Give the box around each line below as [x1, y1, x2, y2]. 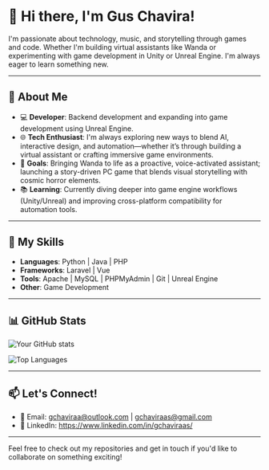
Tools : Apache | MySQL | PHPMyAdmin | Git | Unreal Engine [19, 273, 219, 284]
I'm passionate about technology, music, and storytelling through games [8, 34, 247, 43]
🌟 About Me [8, 90, 68, 104]
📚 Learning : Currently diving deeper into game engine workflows [19, 184, 238, 194]
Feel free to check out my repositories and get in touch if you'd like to [8, 443, 238, 453]
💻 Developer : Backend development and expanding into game [19, 112, 228, 121]
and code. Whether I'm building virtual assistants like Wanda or [8, 42, 217, 51]
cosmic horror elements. [19, 175, 102, 185]
